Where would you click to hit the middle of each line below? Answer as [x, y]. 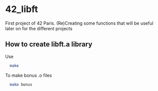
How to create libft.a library [49, 44]
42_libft [22, 9]
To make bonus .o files [29, 75]
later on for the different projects [39, 28]
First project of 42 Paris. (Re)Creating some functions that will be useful [80, 23]
